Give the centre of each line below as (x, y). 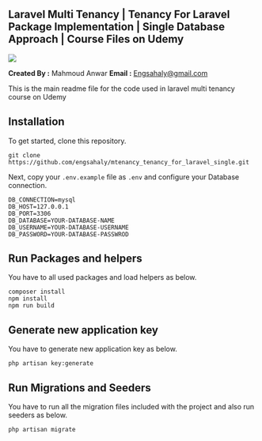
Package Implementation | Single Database (117, 27)
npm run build (32, 306)
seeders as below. (38, 415)
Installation (36, 122)
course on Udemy (38, 96)
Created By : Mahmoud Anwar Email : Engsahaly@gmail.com (108, 73)
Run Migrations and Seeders (80, 388)
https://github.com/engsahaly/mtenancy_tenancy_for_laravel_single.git (129, 162)
